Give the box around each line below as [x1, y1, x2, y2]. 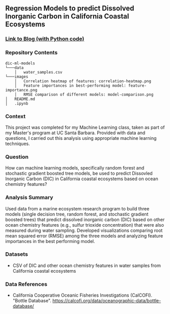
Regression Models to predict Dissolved [5, 4, 134, 13]
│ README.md [5, 96, 36, 102]
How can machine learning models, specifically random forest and [5, 165, 145, 171]
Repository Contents [5, 49, 58, 56]
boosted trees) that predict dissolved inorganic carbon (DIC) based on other [5, 216, 165, 223]
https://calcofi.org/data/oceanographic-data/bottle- [52, 298, 161, 304]
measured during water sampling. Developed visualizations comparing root [5, 227, 163, 233]
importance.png [5, 87, 38, 92]
